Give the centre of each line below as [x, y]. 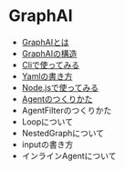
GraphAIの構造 [49, 53]
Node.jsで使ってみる [60, 87]
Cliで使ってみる [51, 65]
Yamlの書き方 [47, 76]
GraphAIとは [45, 42]
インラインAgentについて [69, 155]
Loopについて [47, 121]
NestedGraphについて [63, 133]
